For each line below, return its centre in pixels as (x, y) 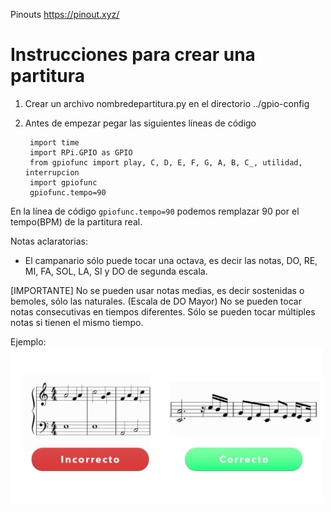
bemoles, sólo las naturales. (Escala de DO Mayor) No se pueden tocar (156, 301)
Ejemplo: (28, 341)
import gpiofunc (63, 182)
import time (54, 142)
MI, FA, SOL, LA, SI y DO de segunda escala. (116, 271)
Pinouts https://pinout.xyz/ (65, 14)
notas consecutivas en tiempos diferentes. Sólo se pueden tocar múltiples (163, 311)
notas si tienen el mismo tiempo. (77, 322)
